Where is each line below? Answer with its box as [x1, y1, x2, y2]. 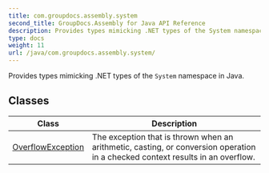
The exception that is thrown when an [91, 131, 234, 143]
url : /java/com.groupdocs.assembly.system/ [8, 49, 156, 57]
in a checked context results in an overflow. [91, 151, 256, 163]
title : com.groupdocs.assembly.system [8, 11, 138, 20]
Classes [8, 94, 50, 108]
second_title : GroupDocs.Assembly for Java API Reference [8, 19, 206, 27]
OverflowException [12, 141, 85, 152]
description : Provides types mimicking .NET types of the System [8, 26, 231, 34]
